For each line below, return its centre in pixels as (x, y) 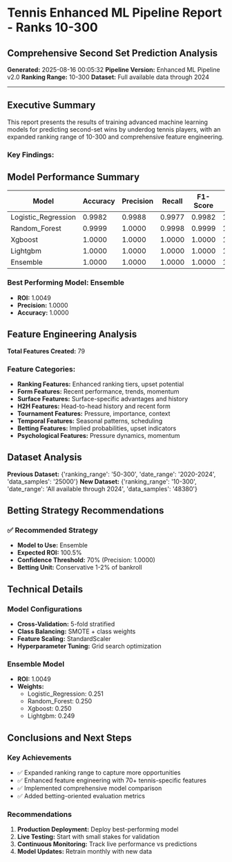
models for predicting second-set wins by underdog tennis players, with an (114, 129)
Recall (172, 201)
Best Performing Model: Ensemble (66, 283)
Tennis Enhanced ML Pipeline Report (115, 13)
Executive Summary (51, 105)
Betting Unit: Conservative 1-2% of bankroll (80, 568)
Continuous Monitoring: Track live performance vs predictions (107, 844)
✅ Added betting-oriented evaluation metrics (81, 796)
